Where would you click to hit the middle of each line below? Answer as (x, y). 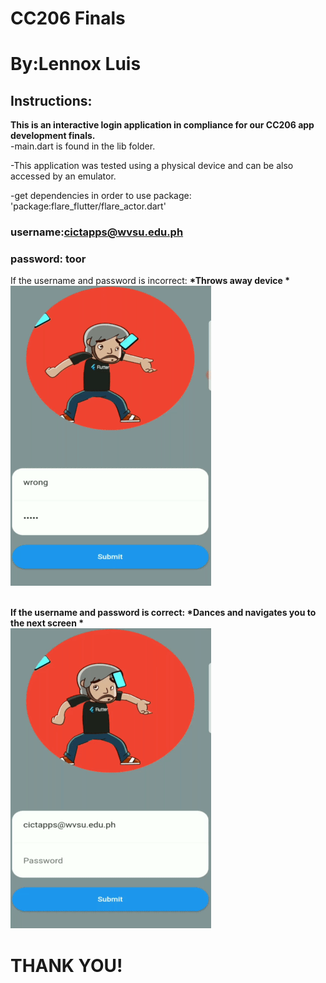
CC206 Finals (68, 18)
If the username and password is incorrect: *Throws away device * (150, 281)
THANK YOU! (66, 965)
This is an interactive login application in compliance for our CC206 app (162, 125)
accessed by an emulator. (63, 176)
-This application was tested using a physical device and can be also (152, 166)
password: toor (48, 259)
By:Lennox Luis (76, 64)
